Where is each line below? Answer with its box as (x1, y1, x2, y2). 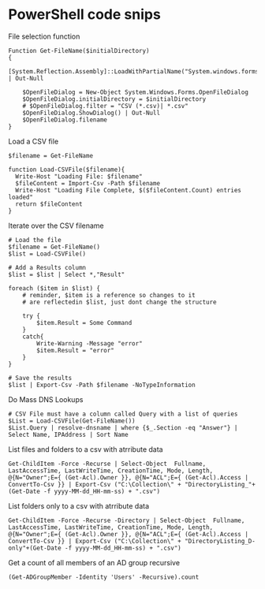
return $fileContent (15, 199, 83, 208)
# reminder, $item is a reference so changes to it (22, 291, 196, 299)
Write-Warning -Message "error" (36, 339, 144, 348)
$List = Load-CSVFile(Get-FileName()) (8, 416, 136, 425)
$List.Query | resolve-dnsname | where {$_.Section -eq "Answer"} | (8, 423, 238, 431)
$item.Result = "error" (36, 346, 114, 354)
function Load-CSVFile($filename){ (8, 166, 125, 173)
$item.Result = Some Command (36, 319, 132, 326)
